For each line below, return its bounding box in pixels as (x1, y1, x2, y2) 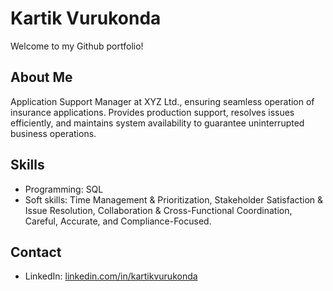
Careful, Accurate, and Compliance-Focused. (24, 215, 212, 227)
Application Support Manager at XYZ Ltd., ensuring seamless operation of (10, 95, 315, 107)
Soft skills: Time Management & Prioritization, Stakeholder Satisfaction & (24, 193, 324, 206)
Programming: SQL (24, 183, 104, 195)
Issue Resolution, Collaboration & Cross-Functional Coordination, (24, 204, 293, 216)
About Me (10, 69, 73, 86)
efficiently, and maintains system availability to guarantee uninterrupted (10, 117, 305, 129)
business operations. (10, 127, 97, 139)
